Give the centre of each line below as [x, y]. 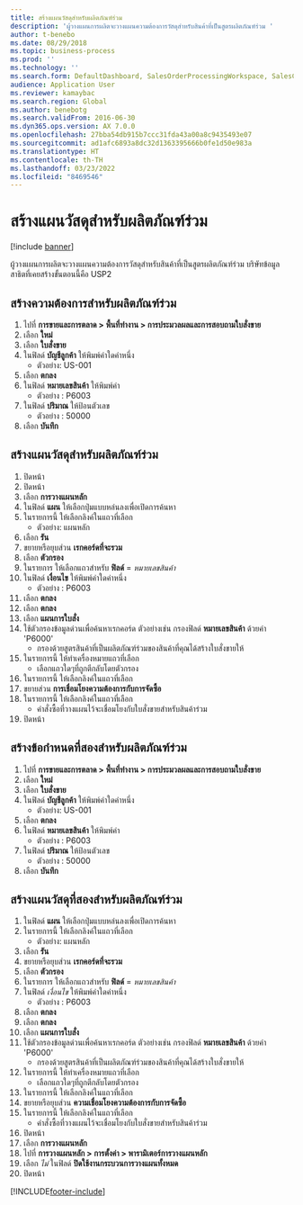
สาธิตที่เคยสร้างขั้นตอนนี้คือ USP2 [61, 274]
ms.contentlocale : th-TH [57, 160]
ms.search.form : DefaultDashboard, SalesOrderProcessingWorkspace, [139, 76]
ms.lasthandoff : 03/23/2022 [63, 168]
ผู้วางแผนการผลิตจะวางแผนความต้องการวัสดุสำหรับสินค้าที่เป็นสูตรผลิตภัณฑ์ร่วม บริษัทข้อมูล [145, 264]
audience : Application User [63, 85]
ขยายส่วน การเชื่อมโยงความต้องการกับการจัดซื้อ [92, 688]
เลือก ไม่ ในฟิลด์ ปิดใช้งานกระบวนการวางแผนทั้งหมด [101, 1164]
